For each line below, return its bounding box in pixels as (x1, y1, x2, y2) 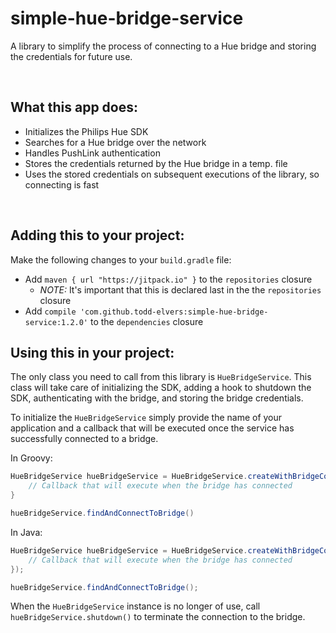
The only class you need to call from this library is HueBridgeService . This (10, 371, 312, 383)
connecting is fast (24, 178, 100, 191)
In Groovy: (10, 452, 53, 464)
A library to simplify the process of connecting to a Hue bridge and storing (10, 40, 317, 52)
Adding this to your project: (10, 227, 185, 244)
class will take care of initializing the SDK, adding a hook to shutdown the (10, 382, 312, 394)
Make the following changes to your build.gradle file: (10, 253, 232, 266)
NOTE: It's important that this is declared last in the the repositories (39, 283, 322, 296)
